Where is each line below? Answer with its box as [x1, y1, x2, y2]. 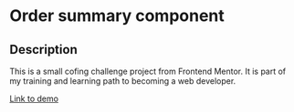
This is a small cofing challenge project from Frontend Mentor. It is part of [9, 66, 287, 76]
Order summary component [9, 5, 226, 26]
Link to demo [9, 93, 59, 104]
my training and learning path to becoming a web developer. [9, 76, 236, 87]
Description [9, 42, 78, 57]
